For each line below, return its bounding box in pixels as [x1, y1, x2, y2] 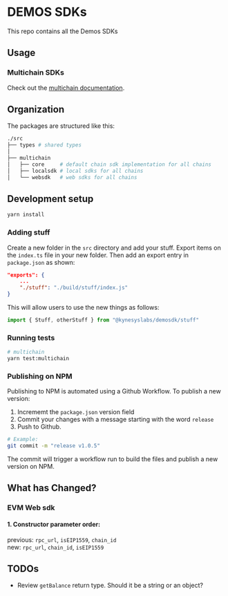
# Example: [7, 436, 39, 443]
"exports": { [7, 271, 45, 279]
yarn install [7, 212, 45, 218]
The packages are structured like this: [7, 122, 115, 130]
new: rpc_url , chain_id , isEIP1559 [7, 543, 104, 551]
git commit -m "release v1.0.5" [7, 443, 100, 449]
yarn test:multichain [7, 355, 70, 362]
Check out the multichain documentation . [7, 84, 125, 92]
